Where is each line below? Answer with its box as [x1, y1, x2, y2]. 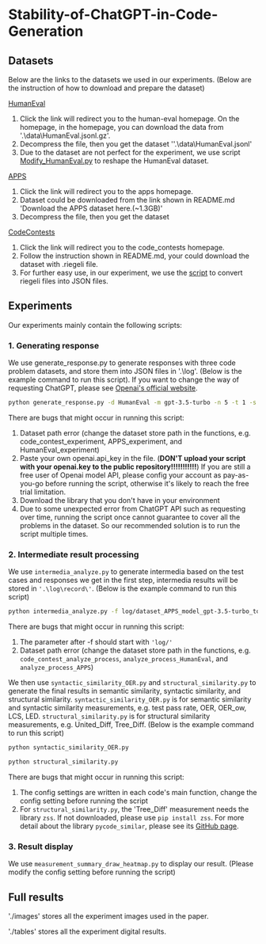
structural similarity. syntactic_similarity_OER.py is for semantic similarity [8, 695, 252, 704]
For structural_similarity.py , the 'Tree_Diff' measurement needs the [19, 804, 249, 813]
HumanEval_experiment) [19, 445, 101, 455]
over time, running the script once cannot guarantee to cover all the [19, 512, 241, 522]
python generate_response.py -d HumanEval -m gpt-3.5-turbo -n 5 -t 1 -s [8, 398, 257, 407]
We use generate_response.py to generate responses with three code [8, 358, 236, 367]
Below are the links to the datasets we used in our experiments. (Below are [8, 75, 252, 84]
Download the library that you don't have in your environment [19, 495, 220, 504]
